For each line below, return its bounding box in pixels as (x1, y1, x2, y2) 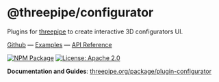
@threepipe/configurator (7, 5, 154, 20)
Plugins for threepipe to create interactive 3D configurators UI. (7, 27, 183, 36)
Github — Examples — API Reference (7, 40, 112, 49)
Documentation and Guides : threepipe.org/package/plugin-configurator (7, 67, 212, 75)
